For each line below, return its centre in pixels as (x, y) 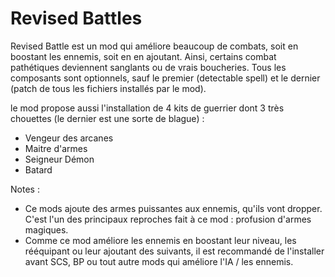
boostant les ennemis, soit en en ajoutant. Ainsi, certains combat (143, 56)
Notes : (25, 189)
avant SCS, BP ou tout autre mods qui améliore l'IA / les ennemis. (159, 261)
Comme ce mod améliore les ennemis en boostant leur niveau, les (160, 240)
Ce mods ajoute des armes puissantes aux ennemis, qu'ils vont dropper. (173, 208)
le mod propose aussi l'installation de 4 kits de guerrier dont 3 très (147, 108)
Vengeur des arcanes (69, 138)
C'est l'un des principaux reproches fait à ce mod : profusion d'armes (168, 219)
